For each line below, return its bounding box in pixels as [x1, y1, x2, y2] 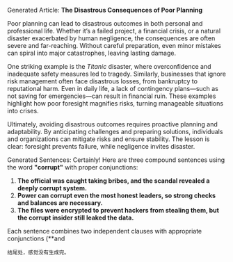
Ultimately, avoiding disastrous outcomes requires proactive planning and [7, 120, 218, 128]
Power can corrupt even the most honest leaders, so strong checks [17, 191, 216, 199]
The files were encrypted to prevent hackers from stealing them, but [17, 206, 219, 214]
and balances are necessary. [17, 199, 103, 207]
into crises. [7, 107, 40, 115]
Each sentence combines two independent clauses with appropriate [7, 227, 202, 235]
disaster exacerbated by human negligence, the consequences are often [7, 34, 216, 42]
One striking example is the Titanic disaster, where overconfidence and [7, 63, 211, 70]
